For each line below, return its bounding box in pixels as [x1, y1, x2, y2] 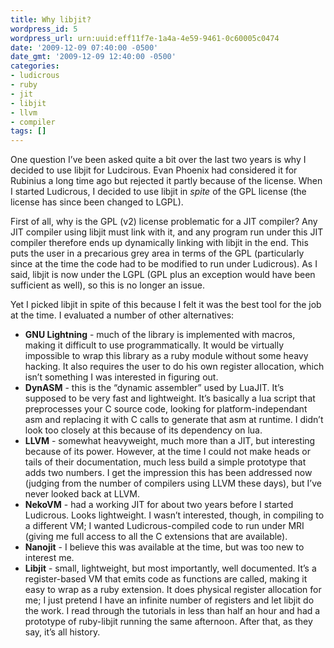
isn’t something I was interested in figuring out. [24, 371, 219, 383]
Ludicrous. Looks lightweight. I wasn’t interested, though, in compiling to [24, 509, 325, 521]
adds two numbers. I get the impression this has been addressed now [24, 467, 313, 479]
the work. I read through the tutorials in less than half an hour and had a [24, 605, 321, 617]
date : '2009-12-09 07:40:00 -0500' [10, 42, 159, 53]
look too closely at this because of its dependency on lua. [24, 424, 263, 436]
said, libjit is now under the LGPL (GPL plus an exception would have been [10, 269, 316, 281]
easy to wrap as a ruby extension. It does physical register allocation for [24, 584, 322, 596]
